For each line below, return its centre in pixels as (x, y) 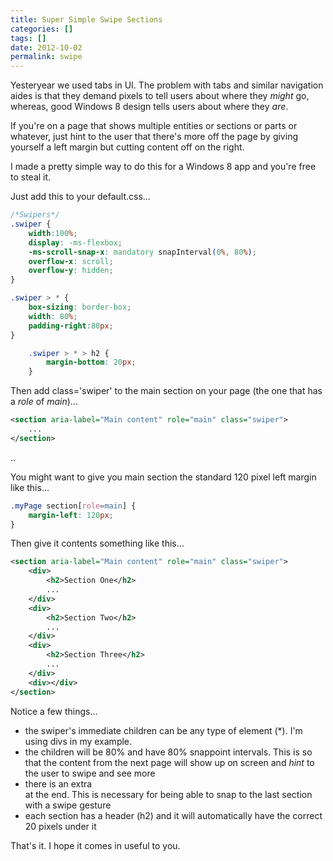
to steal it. (31, 177)
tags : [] (28, 38)
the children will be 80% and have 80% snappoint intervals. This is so (168, 752)
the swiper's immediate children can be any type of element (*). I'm (163, 730)
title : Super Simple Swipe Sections (86, 19)
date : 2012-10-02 (46, 47)
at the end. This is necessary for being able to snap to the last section (168, 794)
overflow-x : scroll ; (71, 261)
